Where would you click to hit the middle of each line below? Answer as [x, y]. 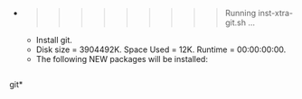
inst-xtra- [275, 13]
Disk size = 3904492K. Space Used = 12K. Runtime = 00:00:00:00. [161, 49]
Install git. [54, 40]
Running [241, 13]
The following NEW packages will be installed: [122, 59]
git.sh [236, 22]
